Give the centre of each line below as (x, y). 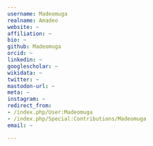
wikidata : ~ (25, 73)
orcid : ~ (20, 54)
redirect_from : (30, 106)
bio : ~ (17, 40)
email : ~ (20, 125)
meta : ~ (19, 92)
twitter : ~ (23, 79)
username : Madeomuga (38, 14)
